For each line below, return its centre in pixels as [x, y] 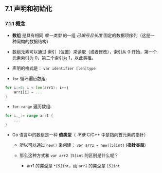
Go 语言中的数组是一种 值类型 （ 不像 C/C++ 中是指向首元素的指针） [80, 135]
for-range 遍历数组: [32, 106]
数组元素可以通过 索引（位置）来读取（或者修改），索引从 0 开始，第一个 [84, 52]
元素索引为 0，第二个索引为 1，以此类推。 [54, 58]
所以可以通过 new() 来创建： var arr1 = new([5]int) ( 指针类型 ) [82, 145]
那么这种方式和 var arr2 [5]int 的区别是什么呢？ [69, 155]
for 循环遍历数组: [29, 78]
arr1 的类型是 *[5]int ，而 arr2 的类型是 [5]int [73, 165]
